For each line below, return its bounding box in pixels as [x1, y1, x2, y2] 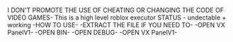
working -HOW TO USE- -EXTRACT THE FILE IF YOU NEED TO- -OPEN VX [7, 21, 225, 29]
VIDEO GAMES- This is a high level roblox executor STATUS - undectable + [7, 13, 227, 22]
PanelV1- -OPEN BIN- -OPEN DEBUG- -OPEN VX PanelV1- [7, 28, 178, 36]
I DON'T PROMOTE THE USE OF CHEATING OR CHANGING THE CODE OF [7, 6, 225, 14]
